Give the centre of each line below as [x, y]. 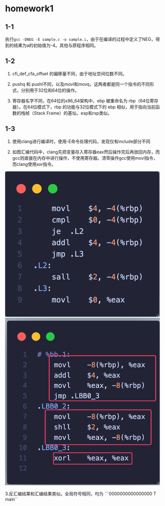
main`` [12, 499]
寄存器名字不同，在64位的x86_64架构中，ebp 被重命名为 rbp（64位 [81, 101]
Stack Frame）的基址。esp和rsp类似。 [73, 113]
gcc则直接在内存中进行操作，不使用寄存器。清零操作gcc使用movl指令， [85, 158]
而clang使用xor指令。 [34, 164]
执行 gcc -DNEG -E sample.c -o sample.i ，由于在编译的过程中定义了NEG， [80, 39]
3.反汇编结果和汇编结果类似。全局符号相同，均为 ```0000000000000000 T [81, 494]
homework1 [29, 9]
